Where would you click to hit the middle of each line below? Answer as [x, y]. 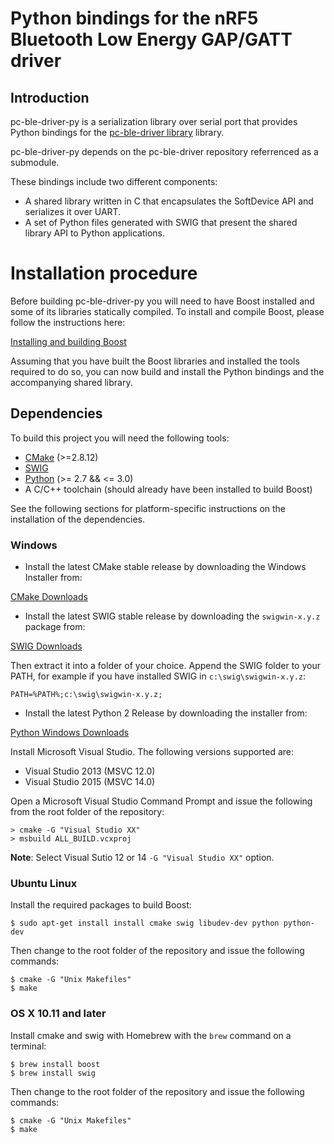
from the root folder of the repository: [87, 812]
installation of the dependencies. [77, 519]
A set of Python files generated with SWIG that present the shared [161, 222]
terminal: [28, 1046]
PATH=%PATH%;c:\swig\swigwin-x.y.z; [86, 695]
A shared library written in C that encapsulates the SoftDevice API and [169, 201]
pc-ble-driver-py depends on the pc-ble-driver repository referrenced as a [164, 151]
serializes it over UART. [73, 211]
